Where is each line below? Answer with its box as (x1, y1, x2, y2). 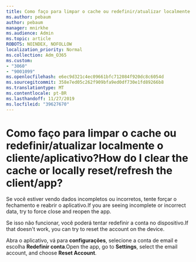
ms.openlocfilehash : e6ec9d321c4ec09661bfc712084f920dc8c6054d (6, 74, 164, 80)
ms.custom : (6, 57, 33, 63)
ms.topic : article (6, 36, 51, 42)
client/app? (6, 176, 63, 189)
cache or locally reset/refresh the (6, 164, 173, 177)
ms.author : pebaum (6, 14, 51, 20)
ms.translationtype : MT (6, 85, 65, 91)
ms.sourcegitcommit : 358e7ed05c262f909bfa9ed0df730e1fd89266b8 (6, 80, 164, 86)
